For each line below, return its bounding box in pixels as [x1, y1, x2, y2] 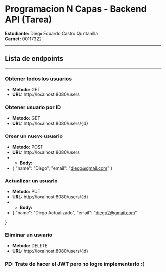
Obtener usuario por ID [5, 104, 61, 111]
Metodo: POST [12, 144, 43, 150]
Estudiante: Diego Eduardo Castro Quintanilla [5, 30, 98, 36]
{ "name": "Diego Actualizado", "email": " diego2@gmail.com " [12, 209, 137, 216]
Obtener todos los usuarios [5, 75, 72, 82]
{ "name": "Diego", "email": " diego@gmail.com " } [12, 165, 113, 171]
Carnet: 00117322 [5, 36, 42, 42]
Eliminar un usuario [5, 231, 53, 238]
